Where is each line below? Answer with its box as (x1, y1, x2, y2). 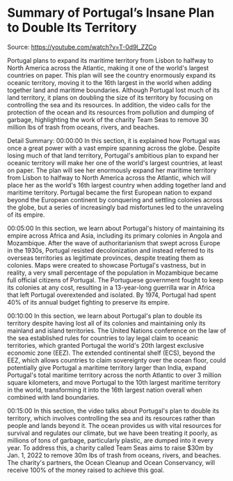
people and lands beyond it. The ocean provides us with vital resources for (7, 421, 222, 429)
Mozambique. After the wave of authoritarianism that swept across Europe (7, 238, 220, 247)
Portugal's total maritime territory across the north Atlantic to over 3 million (7, 371, 222, 379)
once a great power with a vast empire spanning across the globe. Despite (7, 144, 220, 152)
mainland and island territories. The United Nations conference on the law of (7, 326, 227, 335)
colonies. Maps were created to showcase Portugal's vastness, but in (7, 261, 207, 269)
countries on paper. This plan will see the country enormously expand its (7, 71, 216, 79)
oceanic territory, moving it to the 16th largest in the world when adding (7, 78, 212, 86)
